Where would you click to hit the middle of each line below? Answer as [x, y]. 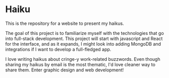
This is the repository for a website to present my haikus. [65, 23]
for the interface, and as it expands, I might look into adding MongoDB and [83, 44]
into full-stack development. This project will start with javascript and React [84, 38]
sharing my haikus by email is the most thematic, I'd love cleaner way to [80, 64]
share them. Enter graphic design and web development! [65, 70]
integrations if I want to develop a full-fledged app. [58, 49]
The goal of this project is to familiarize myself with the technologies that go [84, 33]
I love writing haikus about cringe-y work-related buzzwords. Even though [83, 59]
